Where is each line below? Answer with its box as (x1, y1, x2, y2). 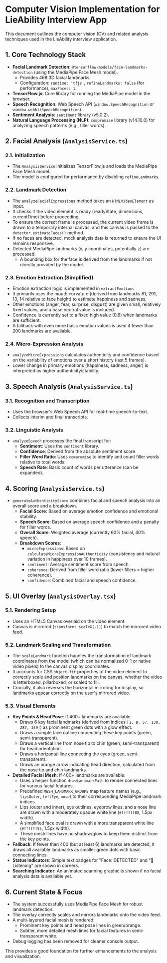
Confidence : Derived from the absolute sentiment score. (19, 448, 137, 454)
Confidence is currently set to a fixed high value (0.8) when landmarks (12, 312, 158, 318)
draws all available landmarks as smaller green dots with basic (12, 847, 141, 853)
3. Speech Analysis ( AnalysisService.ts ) (5, 382, 133, 391)
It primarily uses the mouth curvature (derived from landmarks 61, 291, (12, 291, 157, 297)
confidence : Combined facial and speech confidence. (27, 577, 137, 584)
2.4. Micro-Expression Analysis (5, 340, 84, 347)
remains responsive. (12, 240, 54, 246)
